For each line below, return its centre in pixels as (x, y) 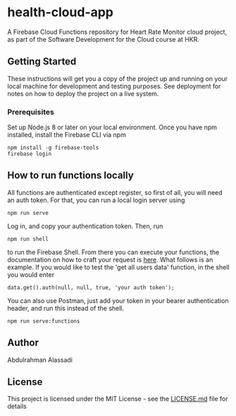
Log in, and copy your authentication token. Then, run (85, 226)
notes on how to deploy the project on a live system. (83, 93)
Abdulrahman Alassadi (40, 359)
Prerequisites (31, 112)
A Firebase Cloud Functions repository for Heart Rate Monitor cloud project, (117, 32)
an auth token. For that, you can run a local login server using (96, 200)
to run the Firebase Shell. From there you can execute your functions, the (113, 252)
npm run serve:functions (44, 321)
